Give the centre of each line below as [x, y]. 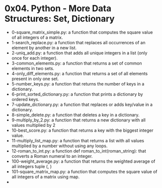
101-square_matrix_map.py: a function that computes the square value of [84, 171]
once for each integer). [34, 58]
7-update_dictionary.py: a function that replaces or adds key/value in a [82, 104]
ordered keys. [25, 99]
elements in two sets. [33, 68]
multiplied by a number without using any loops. [59, 146]
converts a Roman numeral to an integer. [52, 156]
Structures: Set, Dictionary [60, 19]
